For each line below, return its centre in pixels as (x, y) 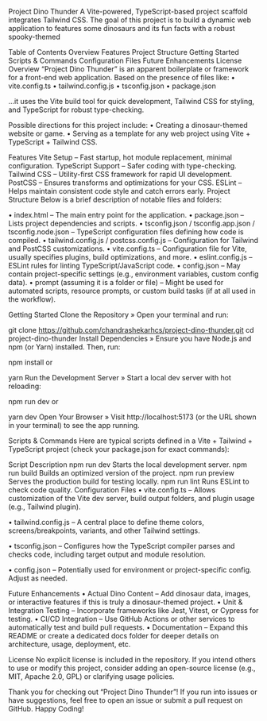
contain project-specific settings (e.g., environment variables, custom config (133, 274)
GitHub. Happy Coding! (46, 709)
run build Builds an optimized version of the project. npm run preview (121, 473)
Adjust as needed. (38, 578)
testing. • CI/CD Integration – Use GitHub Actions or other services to (122, 619)
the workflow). (32, 299)
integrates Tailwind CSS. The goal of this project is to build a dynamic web (130, 20)
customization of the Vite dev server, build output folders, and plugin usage (132, 498)
